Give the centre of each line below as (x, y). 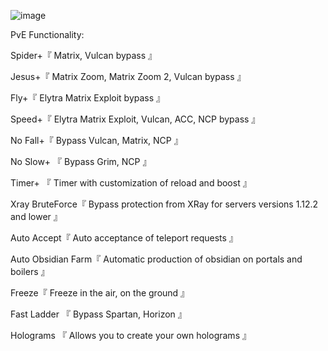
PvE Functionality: (47, 34)
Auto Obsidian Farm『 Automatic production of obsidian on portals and (156, 259)
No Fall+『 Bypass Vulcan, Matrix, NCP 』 (96, 140)
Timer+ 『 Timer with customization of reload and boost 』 (131, 183)
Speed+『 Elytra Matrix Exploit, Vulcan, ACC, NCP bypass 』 (135, 119)
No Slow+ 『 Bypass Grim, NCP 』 (81, 161)
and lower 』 (36, 216)
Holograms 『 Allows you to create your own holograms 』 (131, 335)
